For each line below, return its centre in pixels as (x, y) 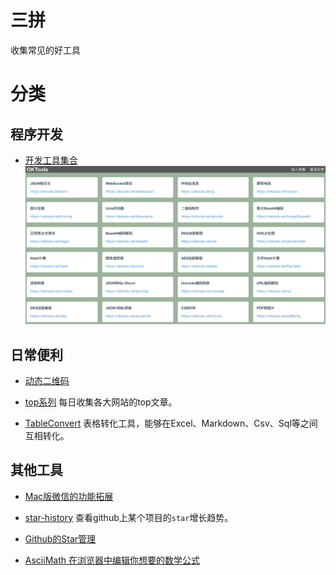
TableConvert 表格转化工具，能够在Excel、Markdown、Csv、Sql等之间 (171, 423)
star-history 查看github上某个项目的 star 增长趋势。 (129, 517)
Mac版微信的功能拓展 (69, 496)
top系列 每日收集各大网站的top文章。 (101, 402)
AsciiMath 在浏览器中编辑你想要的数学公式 (112, 560)
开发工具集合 (51, 160)
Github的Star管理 (60, 538)
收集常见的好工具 (45, 50)
